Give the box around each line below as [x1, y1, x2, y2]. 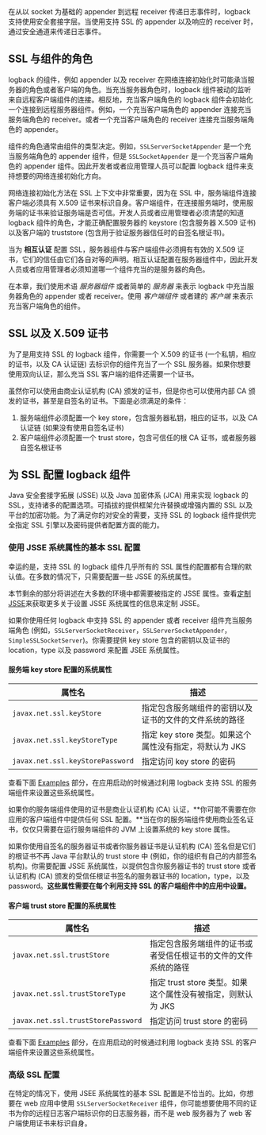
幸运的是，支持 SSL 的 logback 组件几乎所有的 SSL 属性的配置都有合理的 [8, 562, 245, 571]
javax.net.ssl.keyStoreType [12, 735, 118, 744]
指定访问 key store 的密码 [141, 755, 236, 766]
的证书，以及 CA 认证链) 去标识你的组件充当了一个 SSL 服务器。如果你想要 [8, 359, 252, 369]
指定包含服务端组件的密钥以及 [141, 702, 253, 713]
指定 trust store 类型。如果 [149, 977, 248, 988]
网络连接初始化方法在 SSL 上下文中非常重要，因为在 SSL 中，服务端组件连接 [8, 187, 257, 197]
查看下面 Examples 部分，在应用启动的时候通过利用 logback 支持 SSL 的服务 [8, 778, 257, 787]
